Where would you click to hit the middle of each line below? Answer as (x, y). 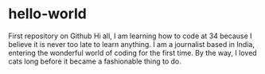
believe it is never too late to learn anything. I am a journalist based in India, (131, 44)
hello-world (48, 14)
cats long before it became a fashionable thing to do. (95, 61)
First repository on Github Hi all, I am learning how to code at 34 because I (130, 36)
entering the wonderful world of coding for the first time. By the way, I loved (132, 53)
